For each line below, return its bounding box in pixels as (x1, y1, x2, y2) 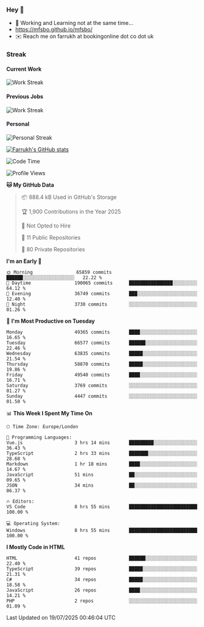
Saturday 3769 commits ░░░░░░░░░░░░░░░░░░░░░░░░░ (6, 382, 198, 389)
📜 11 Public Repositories (21, 234, 81, 241)
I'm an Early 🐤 (6, 257, 42, 265)
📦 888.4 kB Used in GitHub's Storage (21, 193, 117, 201)
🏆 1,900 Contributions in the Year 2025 (21, 207, 121, 215)
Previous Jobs (6, 93, 44, 100)
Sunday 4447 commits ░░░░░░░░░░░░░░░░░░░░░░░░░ (6, 393, 198, 399)
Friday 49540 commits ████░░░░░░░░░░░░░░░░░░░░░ (6, 371, 198, 378)
